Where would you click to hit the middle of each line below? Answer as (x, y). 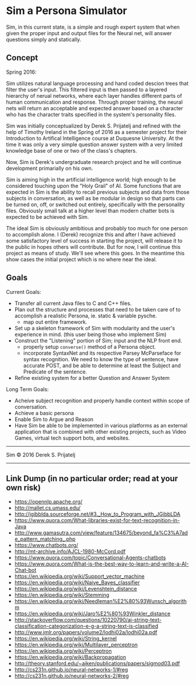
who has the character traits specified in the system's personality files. (91, 114)
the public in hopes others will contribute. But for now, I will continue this (93, 246)
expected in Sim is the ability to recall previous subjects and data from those (98, 192)
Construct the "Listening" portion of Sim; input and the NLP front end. (98, 340)
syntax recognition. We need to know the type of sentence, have (101, 359)
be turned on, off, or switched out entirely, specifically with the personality (95, 204)
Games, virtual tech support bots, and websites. (72, 438)
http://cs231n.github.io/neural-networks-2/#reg (72, 676)
